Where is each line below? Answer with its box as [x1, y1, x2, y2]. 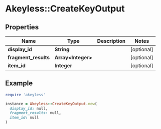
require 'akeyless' [5, 92, 46, 97]
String [54, 46, 70, 53]
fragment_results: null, [9, 111, 61, 116]
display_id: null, [9, 106, 48, 111]
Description [97, 38, 126, 44]
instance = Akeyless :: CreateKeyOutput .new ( [5, 101, 97, 106]
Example [5, 79, 33, 88]
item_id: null [9, 115, 39, 120]
